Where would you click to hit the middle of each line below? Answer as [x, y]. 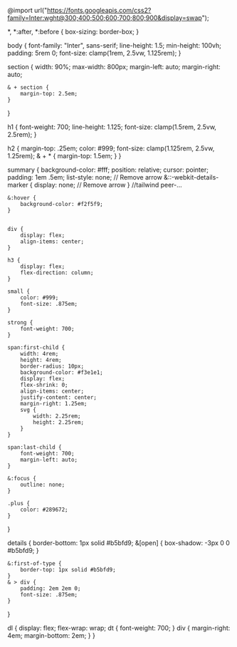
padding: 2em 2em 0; [51, 589]
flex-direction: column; [57, 273]
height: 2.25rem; [58, 423]
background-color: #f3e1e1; [62, 373]
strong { [20, 323]
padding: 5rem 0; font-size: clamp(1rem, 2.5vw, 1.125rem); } [94, 53]
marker [18, 185]
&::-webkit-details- [191, 177]
